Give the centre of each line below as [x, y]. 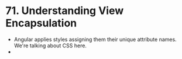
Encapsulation [41, 23]
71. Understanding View [65, 11]
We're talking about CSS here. [50, 46]
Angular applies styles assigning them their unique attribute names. [95, 39]
